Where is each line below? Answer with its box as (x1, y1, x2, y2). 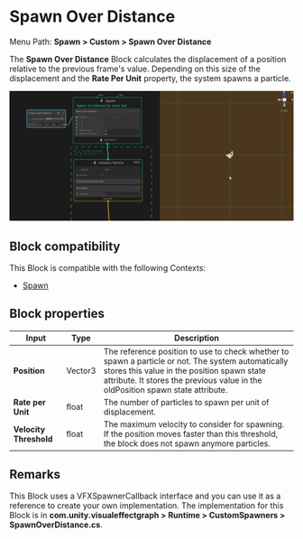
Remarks (9, 467, 61, 482)
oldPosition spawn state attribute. (103, 384, 228, 395)
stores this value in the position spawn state (103, 365, 266, 376)
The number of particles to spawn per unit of (103, 396, 270, 407)
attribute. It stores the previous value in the (103, 375, 262, 386)
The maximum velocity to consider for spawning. (103, 419, 285, 430)
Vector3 (66, 365, 96, 376)
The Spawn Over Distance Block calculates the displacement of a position (9, 53, 287, 64)
